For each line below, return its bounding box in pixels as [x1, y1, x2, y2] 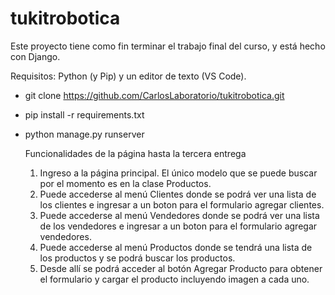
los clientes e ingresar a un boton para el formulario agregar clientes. [39, 198, 325, 211]
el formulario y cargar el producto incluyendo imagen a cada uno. [39, 273, 310, 285]
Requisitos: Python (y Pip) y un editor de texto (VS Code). [10, 70, 247, 82]
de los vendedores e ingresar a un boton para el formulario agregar [39, 220, 318, 232]
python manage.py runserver [24, 128, 145, 140]
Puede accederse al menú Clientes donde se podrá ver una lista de [39, 188, 317, 200]
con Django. [10, 50, 61, 62]
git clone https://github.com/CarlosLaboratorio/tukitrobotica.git [24, 89, 285, 101]
